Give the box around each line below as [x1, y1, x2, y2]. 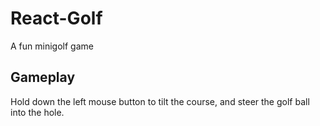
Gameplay [10, 69, 76, 86]
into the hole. [10, 106, 65, 118]
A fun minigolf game [10, 40, 94, 52]
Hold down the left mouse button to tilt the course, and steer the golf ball [10, 95, 310, 107]
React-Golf [10, 7, 103, 30]
